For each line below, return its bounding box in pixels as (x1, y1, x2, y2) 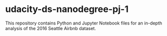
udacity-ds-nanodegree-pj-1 (5, 3, 129, 15)
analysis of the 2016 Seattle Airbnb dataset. (5, 25, 96, 31)
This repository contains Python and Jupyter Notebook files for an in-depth (5, 20, 162, 26)
